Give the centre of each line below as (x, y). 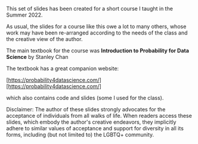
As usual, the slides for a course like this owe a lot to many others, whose (96, 26)
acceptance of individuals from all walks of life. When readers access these (99, 116)
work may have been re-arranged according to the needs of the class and (97, 33)
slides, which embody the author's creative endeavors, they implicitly (91, 122)
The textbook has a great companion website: (63, 68)
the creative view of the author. (44, 39)
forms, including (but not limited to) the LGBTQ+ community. (80, 134)
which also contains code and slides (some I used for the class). (85, 98)
